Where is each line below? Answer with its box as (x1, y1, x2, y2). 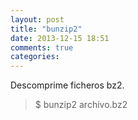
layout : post (10, 14, 65, 25)
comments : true (10, 42, 74, 53)
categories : (10, 52, 60, 62)
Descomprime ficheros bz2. (10, 79, 125, 91)
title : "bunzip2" (10, 24, 83, 34)
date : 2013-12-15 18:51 (10, 33, 110, 43)
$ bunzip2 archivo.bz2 (34, 99, 128, 111)
